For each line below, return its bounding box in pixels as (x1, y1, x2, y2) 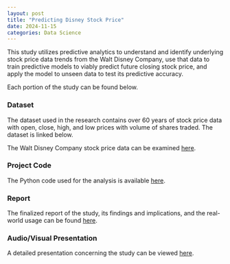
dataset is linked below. (7, 130, 73, 139)
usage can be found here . (24, 217, 97, 225)
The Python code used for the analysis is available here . (7, 176, 166, 184)
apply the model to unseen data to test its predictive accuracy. (7, 70, 184, 78)
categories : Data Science (7, 29, 81, 36)
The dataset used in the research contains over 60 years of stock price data (7, 116, 222, 124)
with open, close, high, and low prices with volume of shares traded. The (7, 123, 213, 131)
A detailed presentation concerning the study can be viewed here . (7, 249, 194, 257)
